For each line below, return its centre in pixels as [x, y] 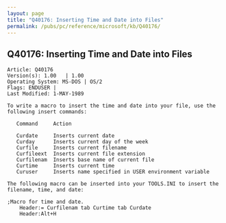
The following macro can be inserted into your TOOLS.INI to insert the [113, 184]
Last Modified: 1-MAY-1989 [46, 94]
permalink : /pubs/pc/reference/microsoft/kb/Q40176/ [84, 26]
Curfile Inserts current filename [72, 148]
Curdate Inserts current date [65, 136]
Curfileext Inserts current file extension [81, 154]
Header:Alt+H [38, 214]
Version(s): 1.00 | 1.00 [46, 76]
